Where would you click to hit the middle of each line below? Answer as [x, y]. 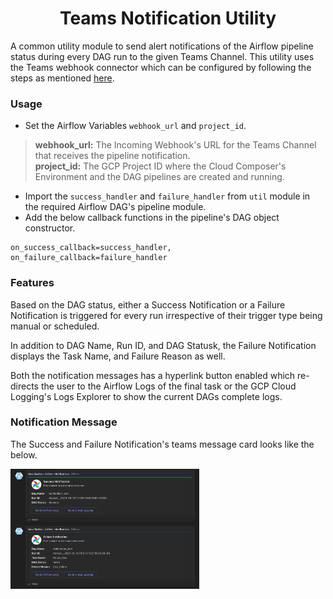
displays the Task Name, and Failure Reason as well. [118, 356]
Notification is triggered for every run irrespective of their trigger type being [166, 315]
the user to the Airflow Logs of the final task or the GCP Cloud [168, 386]
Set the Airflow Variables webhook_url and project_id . [135, 126]
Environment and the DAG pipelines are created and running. [159, 177]
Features [32, 283]
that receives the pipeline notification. [112, 156]
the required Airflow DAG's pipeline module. [115, 207]
